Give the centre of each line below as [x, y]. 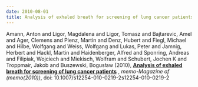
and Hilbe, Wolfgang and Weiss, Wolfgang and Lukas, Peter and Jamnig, [94, 46]
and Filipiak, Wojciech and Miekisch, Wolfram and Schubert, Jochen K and [97, 59]
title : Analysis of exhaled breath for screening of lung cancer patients [100, 17]
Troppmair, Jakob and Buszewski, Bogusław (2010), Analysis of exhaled [94, 65]
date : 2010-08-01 [27, 11]
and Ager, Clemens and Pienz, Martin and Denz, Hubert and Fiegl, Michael [96, 40]
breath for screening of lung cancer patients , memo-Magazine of [88, 71]
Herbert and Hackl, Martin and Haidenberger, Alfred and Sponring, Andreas [98, 52]
